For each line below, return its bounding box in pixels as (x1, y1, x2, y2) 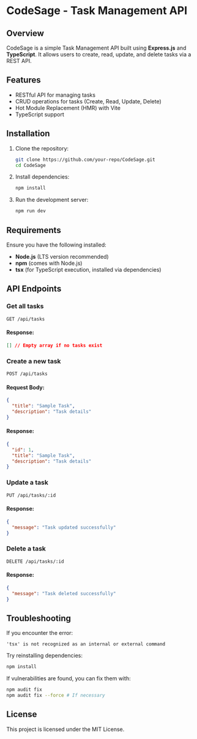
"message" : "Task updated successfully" (12, 524, 116, 530)
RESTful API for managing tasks (15, 91, 96, 98)
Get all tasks (6, 302, 44, 311)
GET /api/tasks (6, 316, 45, 322)
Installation (6, 128, 50, 139)
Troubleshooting (6, 613, 72, 623)
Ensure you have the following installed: (6, 241, 107, 248)
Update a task (6, 478, 49, 487)
